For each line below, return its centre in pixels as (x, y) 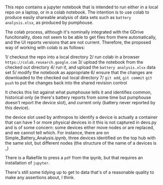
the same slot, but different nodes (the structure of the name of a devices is (81, 143)
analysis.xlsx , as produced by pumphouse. (49, 22)
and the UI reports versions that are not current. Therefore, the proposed (78, 42)
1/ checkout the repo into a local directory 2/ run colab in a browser (72, 57)
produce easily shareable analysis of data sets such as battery (68, 17)
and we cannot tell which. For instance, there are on (57, 133)
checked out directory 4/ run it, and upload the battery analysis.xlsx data (80, 67)
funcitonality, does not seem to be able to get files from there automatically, (81, 37)
